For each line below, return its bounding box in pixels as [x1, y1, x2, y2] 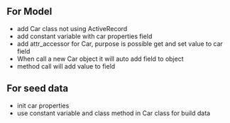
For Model [6, 6, 53, 18]
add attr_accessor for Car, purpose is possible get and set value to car [16, 39, 223, 48]
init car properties [16, 101, 70, 110]
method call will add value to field [16, 61, 116, 70]
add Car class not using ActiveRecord [16, 24, 128, 33]
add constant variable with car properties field [16, 32, 153, 40]
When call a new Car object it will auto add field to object [16, 54, 184, 63]
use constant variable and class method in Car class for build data [16, 109, 211, 117]
